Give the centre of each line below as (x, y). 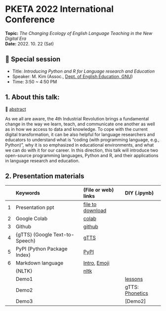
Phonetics (137, 293)
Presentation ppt (35, 207)
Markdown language (40, 263)
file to (90, 204)
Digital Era (16, 39)
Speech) (25, 241)
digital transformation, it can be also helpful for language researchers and (80, 134)
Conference (30, 19)
